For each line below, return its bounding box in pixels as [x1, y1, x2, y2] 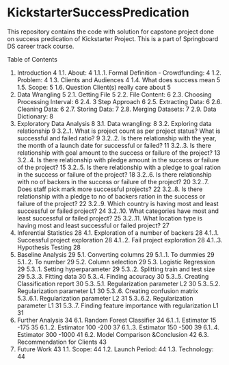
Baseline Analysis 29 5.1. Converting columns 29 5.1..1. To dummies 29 [16, 250, 215, 258]
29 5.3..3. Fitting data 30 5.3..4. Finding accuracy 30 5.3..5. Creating [16, 272, 209, 280]
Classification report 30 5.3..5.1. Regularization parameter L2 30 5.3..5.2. [16, 279, 221, 288]
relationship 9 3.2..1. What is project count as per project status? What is [16, 127, 221, 135]
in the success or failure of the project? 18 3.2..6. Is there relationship [16, 170, 212, 179]
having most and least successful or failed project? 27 [16, 221, 170, 229]
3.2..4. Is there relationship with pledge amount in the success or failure [16, 155, 219, 164]
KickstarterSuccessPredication [7, 5, 189, 21]
